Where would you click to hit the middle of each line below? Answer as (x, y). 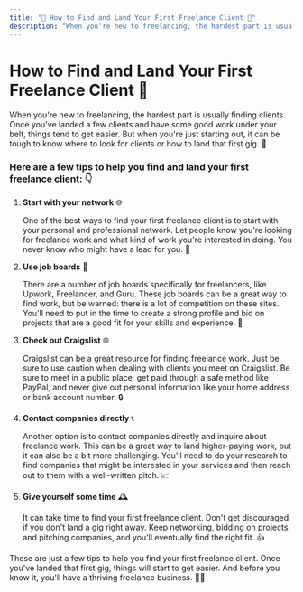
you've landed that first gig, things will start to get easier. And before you (145, 568)
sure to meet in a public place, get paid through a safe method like (145, 377)
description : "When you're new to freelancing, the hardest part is (141, 26)
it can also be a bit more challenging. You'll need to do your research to (155, 455)
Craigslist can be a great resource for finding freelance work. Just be (151, 358)
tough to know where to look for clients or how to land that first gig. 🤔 (138, 144)
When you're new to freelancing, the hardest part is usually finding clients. (147, 115)
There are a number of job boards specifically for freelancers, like (144, 284)
